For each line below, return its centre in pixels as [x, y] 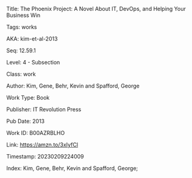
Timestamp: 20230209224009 [45, 156]
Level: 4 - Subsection [33, 62]
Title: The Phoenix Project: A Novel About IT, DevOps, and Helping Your [96, 9]
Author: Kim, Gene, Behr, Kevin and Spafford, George [73, 86]
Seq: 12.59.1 [21, 50]
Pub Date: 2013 [25, 121]
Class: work [21, 74]
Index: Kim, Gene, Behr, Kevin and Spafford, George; [72, 168]
